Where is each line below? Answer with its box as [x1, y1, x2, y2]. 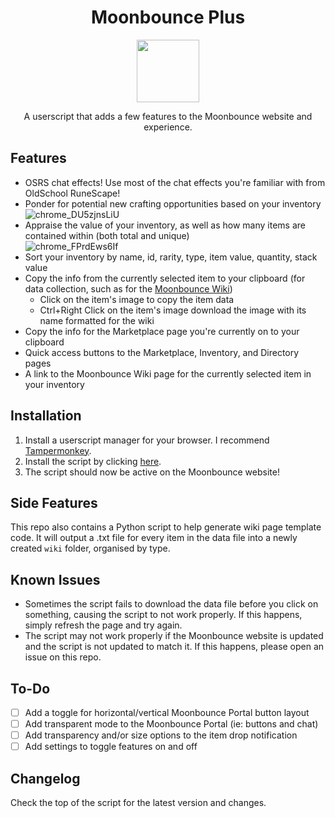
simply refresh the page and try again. [24, 619, 183, 631]
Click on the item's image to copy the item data [39, 293, 235, 305]
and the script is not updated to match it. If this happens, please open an [24, 641, 325, 653]
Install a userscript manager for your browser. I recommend [24, 434, 270, 446]
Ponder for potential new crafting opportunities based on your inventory [24, 197, 322, 210]
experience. [143, 121, 193, 133]
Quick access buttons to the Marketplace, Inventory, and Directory [24, 346, 300, 358]
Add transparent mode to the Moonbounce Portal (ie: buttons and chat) [24, 718, 319, 730]
